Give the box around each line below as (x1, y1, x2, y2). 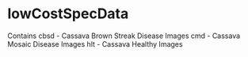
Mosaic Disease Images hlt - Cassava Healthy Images (7, 39, 183, 48)
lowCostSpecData (7, 5, 129, 23)
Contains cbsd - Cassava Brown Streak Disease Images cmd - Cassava (7, 31, 241, 40)
